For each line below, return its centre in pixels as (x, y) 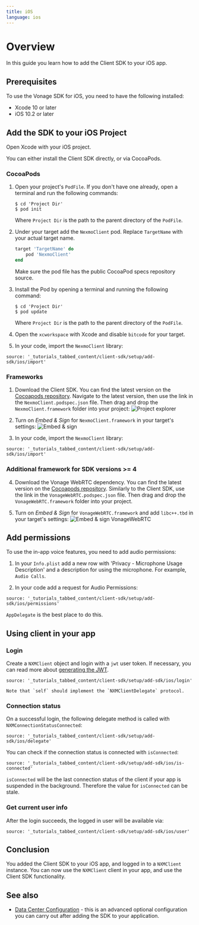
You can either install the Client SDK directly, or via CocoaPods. (84, 159)
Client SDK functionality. (36, 877)
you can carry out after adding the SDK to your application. (87, 916)
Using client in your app (51, 633)
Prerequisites (31, 82)
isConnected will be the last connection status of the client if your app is (94, 779)
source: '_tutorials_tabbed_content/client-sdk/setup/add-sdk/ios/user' (98, 831)
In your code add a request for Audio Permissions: (76, 588)
